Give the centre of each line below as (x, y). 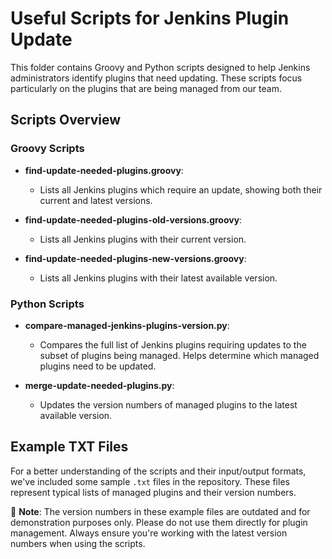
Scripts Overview (66, 120)
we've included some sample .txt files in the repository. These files (150, 481)
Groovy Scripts (47, 149)
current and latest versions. (96, 200)
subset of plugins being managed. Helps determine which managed (179, 355)
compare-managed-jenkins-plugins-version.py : (127, 325)
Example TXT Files (69, 447)
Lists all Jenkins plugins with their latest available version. (158, 278)
